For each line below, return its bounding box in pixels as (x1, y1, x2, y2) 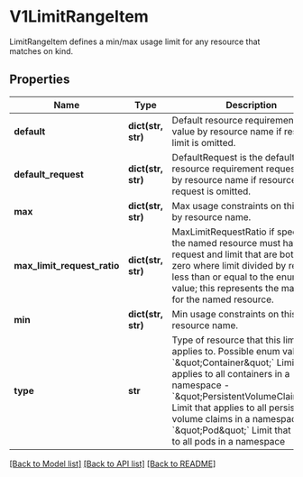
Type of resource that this (171, 334, 281, 346)
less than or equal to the (171, 271, 274, 283)
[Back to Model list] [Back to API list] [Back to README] (9, 458, 216, 469)
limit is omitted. (171, 136, 236, 149)
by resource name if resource (171, 173, 298, 186)
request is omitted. (171, 185, 251, 197)
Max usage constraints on (171, 199, 282, 212)
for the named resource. (171, 293, 275, 306)
